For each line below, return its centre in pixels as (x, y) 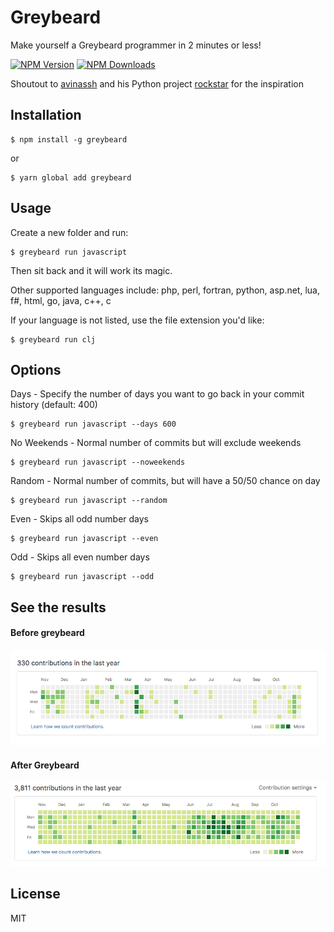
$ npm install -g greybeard (69, 139)
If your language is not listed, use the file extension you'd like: (137, 320)
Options (36, 369)
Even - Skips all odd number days (80, 519)
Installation (46, 115)
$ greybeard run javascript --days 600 (93, 424)
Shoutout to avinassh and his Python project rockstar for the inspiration (157, 83)
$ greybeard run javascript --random (89, 501)
